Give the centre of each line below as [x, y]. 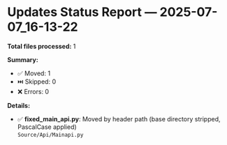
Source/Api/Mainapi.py [50, 135]
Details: [19, 105]
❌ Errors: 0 [33, 91]
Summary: [23, 59]
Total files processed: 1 [42, 46]
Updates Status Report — [82, 12]
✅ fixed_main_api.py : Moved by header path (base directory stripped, [119, 119]
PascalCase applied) [47, 127]
